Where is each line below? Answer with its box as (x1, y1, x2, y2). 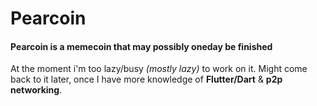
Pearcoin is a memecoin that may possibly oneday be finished (10, 40, 273, 52)
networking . (10, 84, 63, 96)
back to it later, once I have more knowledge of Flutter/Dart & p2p (10, 73, 283, 86)
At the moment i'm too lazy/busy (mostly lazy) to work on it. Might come (10, 63, 308, 75)
